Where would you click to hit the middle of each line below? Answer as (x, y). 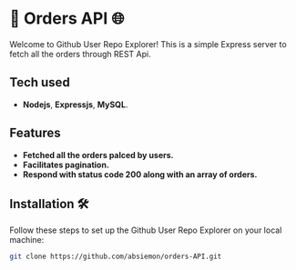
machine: (27, 240)
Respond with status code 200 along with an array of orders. (140, 174)
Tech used (40, 82)
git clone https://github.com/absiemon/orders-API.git (116, 257)
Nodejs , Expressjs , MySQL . (75, 105)
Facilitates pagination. (66, 165)
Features (35, 133)
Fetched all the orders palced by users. (98, 155)
